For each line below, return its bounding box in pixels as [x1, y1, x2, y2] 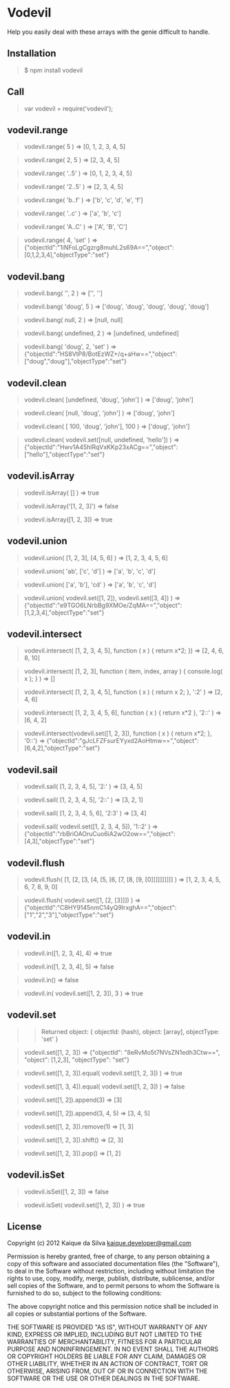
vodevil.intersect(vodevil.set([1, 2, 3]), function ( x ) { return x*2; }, [23, 729, 212, 737]
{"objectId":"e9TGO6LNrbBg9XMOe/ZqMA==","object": [23, 601, 182, 609]
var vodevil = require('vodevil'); [23, 104, 114, 112]
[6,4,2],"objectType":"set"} [23, 744, 101, 753]
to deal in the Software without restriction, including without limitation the [7, 1267, 215, 1276]
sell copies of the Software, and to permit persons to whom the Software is [7, 1282, 220, 1290]
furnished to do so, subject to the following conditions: [7, 1289, 162, 1298]
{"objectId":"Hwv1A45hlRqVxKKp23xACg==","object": [23, 443, 178, 451]
